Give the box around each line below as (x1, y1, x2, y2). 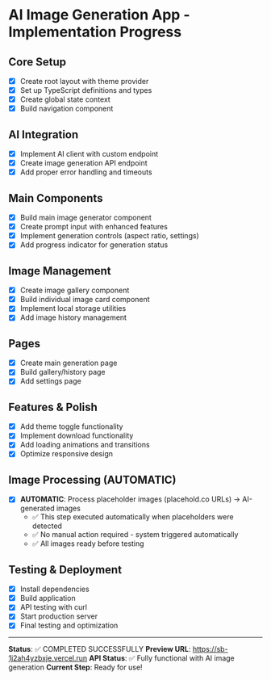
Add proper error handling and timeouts (19, 167, 152, 177)
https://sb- (192, 644, 228, 654)
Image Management (8, 264, 111, 278)
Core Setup (8, 55, 67, 69)
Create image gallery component (19, 285, 130, 296)
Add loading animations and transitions (19, 440, 151, 450)
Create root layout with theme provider (19, 77, 149, 86)
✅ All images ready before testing (31, 539, 144, 548)
